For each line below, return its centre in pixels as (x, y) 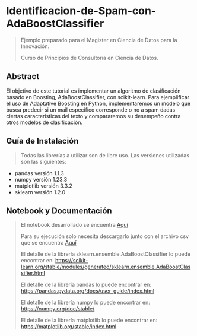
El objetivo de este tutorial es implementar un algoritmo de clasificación (93, 91)
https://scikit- (72, 261)
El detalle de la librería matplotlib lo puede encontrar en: (89, 320)
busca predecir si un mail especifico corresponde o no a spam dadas (91, 110)
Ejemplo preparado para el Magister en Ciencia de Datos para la (99, 40)
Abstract (23, 76)
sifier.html (33, 273)
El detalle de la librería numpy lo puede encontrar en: (85, 302)
